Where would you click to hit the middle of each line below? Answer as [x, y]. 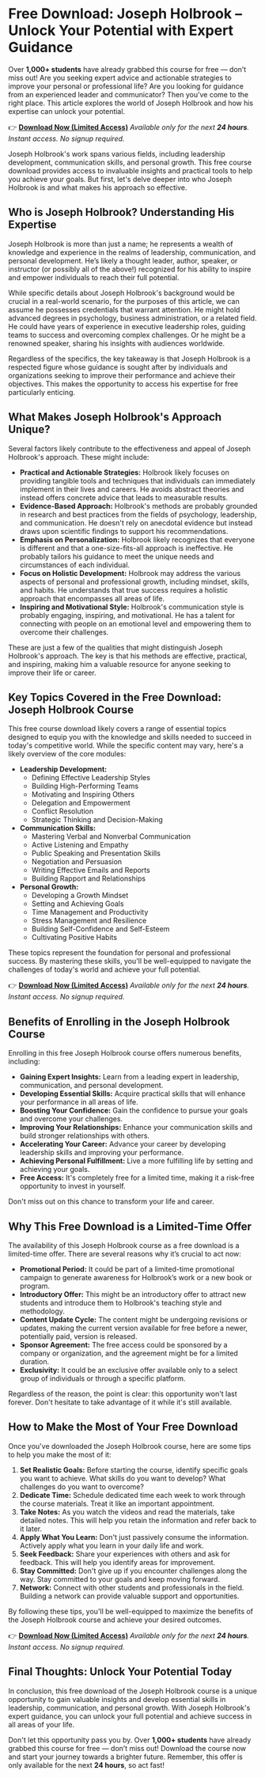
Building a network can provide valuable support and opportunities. [129, 1596]
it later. [30, 1529]
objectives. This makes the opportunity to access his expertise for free [123, 384]
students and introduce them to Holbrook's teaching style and [121, 1303]
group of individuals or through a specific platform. [102, 1378]
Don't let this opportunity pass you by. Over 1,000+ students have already [130, 1740]
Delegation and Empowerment [81, 803]
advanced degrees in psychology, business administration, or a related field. [132, 318]
